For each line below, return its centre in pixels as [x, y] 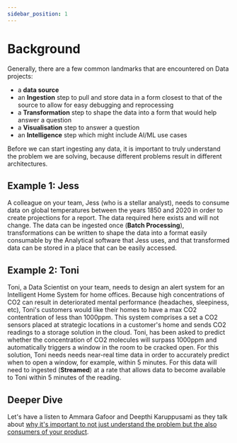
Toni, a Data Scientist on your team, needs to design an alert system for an [116, 287]
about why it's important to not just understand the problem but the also [112, 424]
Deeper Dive [35, 399]
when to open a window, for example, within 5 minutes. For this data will [112, 362]
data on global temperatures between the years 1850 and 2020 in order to [115, 210]
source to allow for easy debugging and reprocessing [96, 105]
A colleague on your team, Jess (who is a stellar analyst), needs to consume [118, 203]
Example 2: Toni [43, 270]
